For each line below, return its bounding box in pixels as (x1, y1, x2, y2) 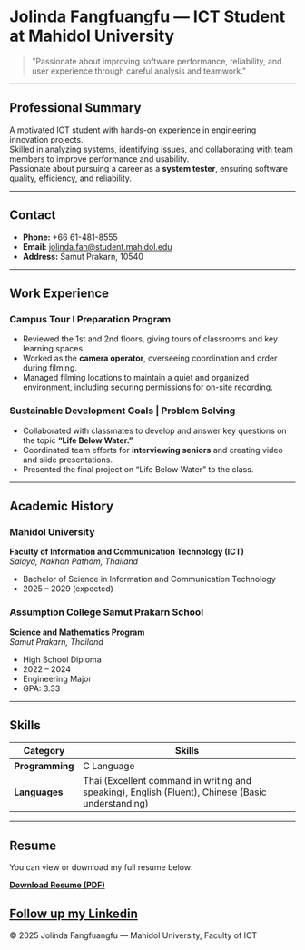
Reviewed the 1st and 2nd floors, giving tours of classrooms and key (22, 333, 279, 344)
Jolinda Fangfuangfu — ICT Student (9, 6, 286, 27)
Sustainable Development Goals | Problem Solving (9, 404, 236, 417)
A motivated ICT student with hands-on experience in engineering (9, 124, 257, 135)
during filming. (22, 362, 77, 373)
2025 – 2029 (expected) (22, 583, 113, 594)
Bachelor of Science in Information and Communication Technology (22, 574, 277, 585)
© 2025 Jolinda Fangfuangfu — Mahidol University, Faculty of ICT (9, 929, 258, 941)
